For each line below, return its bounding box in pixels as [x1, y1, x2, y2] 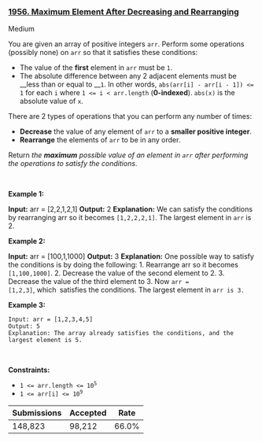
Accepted [69, 407, 107, 418]
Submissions [12, 407, 62, 418]
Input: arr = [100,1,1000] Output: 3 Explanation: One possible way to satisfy [8, 252, 254, 261]
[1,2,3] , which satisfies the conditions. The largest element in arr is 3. [8, 285, 245, 295]
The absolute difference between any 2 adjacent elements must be [19, 72, 238, 81]
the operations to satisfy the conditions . [8, 159, 138, 168]
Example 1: [8, 190, 45, 199]
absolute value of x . [19, 97, 84, 106]
